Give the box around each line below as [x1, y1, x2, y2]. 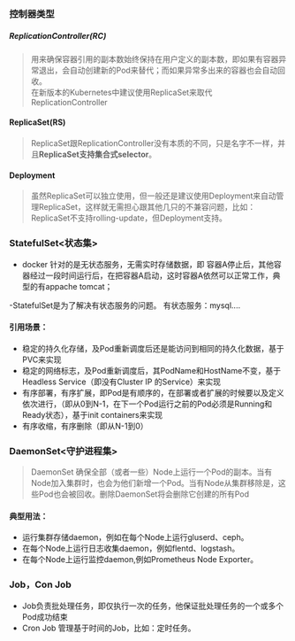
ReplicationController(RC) [9, 30, 107, 41]
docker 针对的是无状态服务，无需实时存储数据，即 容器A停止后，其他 [21, 259, 275, 269]
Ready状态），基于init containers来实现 [21, 409, 163, 420]
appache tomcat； [45, 281, 113, 291]
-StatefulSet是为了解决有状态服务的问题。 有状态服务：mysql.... [9, 299, 241, 311]
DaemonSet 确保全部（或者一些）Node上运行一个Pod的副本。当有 [30, 467, 273, 477]
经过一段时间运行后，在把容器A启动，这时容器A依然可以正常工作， [29, 270, 274, 281]
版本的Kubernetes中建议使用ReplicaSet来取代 [46, 87, 213, 97]
